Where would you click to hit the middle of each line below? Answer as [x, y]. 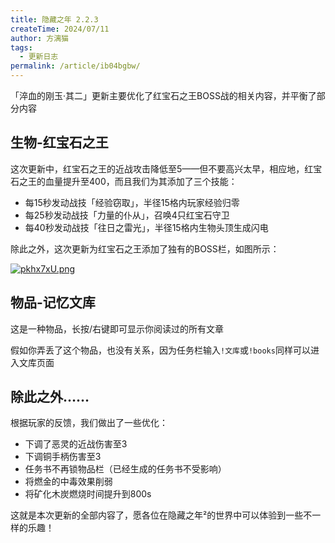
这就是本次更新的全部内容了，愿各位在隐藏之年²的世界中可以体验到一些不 [161, 515]
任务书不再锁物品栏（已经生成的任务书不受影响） [125, 469]
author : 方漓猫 [39, 38]
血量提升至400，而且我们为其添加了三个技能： [141, 181]
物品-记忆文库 [53, 302]
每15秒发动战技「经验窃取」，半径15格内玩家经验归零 [132, 202]
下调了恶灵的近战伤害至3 [76, 444]
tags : [21, 47]
